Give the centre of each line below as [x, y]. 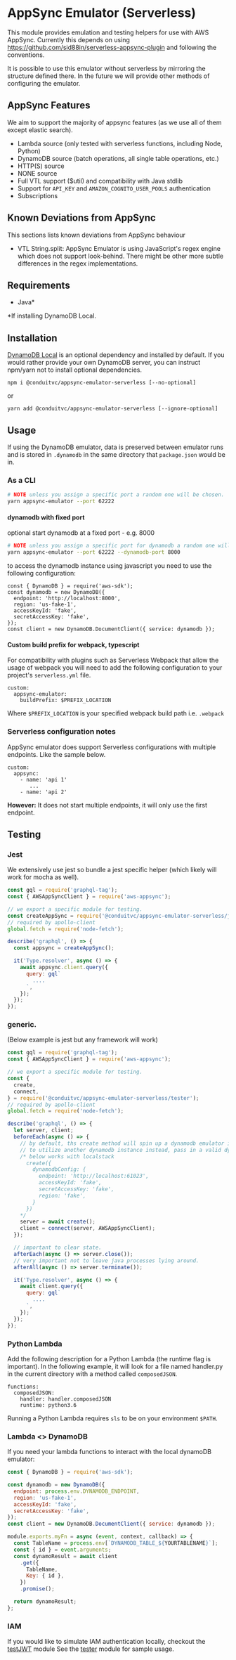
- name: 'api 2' [44, 792]
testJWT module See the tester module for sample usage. [91, 1649]
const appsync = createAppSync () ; [64, 948]
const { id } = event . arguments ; [63, 1550]
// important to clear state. [58, 1248]
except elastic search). [40, 130]
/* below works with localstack [67, 1156]
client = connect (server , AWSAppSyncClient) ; [88, 1228]
